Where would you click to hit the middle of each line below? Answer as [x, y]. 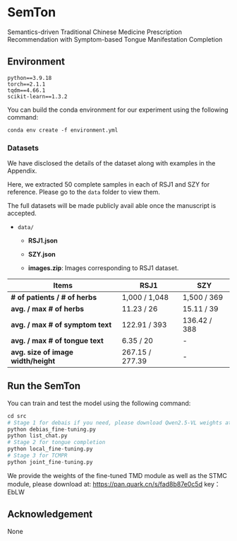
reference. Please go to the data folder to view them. [84, 192]
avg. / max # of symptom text [61, 325]
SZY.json [42, 255]
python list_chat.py [38, 436]
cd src [17, 416]
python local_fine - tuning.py [50, 449]
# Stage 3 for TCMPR [38, 456]
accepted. [22, 214]
